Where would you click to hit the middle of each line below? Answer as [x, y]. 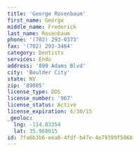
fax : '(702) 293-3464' [40, 46]
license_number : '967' [40, 99]
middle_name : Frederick [42, 27]
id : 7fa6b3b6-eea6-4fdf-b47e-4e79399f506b [70, 137]
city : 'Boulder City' [39, 72]
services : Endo [29, 60]
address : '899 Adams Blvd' [47, 66]
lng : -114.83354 [37, 124]
